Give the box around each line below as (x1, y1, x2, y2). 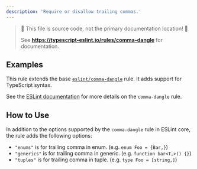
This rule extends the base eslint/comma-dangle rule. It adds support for (6, 75, 182, 83)
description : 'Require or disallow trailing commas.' (6, 8, 142, 15)
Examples (6, 60, 43, 70)
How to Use (6, 110, 50, 120)
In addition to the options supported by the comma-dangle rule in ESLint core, (6, 126, 191, 133)
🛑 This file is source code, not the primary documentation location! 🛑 (20, 25, 188, 32)
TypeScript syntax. (6, 82, 52, 89)
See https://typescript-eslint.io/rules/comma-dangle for (20, 36, 163, 43)
